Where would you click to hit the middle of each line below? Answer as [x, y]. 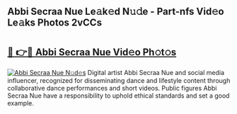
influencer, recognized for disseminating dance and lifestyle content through [119, 80]
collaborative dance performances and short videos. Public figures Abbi [112, 88]
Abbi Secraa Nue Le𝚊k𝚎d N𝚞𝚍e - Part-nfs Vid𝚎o [116, 12]
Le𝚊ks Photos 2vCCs [55, 23]
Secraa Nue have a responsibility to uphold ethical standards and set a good [118, 96]
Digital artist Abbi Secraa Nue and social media [156, 73]
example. [21, 103]
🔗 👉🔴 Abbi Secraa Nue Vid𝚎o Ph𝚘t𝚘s [92, 52]
